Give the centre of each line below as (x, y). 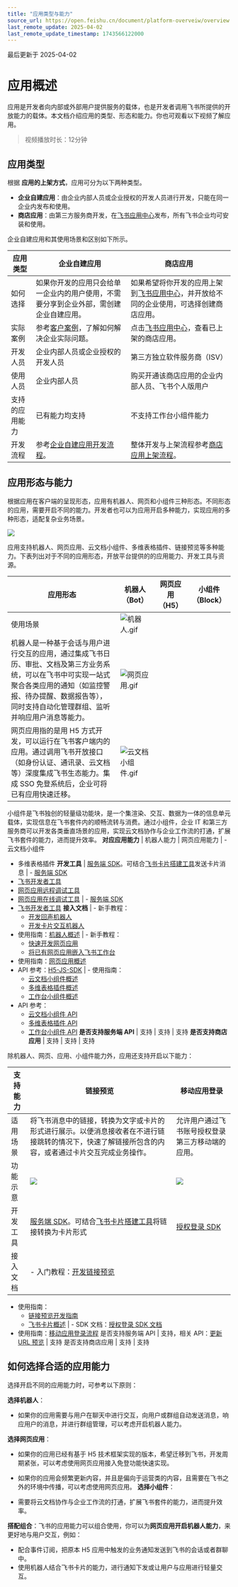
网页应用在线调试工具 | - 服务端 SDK (70, 899)
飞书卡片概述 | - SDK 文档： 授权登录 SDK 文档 (95, 1324)
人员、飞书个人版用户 (173, 386)
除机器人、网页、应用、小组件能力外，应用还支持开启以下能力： (100, 1055)
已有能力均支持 (61, 415)
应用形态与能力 (40, 483)
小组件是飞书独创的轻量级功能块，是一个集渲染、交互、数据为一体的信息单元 (119, 813)
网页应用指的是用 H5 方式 (53, 730)
